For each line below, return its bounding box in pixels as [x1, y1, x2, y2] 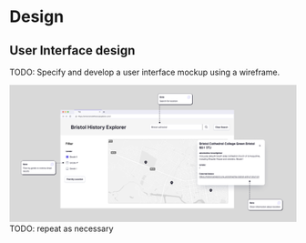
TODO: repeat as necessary [9, 223, 114, 234]
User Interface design [9, 43, 136, 58]
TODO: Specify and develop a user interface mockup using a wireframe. [9, 66, 280, 77]
